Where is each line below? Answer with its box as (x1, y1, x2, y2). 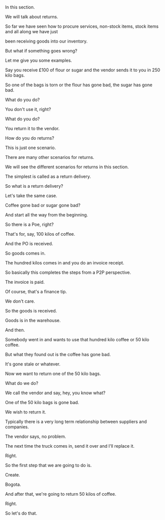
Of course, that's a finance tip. (5, 289, 67, 294)
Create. (5, 472, 21, 477)
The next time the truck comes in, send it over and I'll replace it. (5, 443, 135, 449)
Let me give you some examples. (5, 57, 73, 63)
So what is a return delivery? (5, 183, 63, 189)
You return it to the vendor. (5, 126, 60, 131)
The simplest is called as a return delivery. (5, 173, 91, 179)
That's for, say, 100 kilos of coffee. (5, 231, 76, 237)
